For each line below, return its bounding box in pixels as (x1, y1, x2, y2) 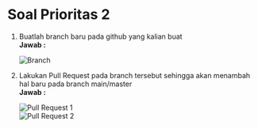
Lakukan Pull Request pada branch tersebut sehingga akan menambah (18, 70, 251, 80)
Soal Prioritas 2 (7, 6, 110, 24)
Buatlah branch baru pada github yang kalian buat (18, 32, 183, 41)
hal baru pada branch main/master (18, 79, 133, 88)
